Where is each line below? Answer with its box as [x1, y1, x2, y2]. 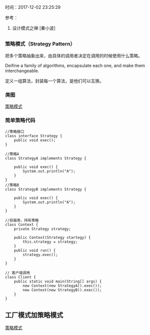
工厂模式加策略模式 [5, 311, 63, 319]
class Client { [5, 275, 36, 280]
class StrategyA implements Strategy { [5, 156, 87, 161]
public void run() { [14, 248, 56, 253]
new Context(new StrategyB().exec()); [23, 288, 102, 293]
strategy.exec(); [23, 252, 58, 257]
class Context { [5, 223, 38, 227]
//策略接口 [5, 129, 25, 134]
